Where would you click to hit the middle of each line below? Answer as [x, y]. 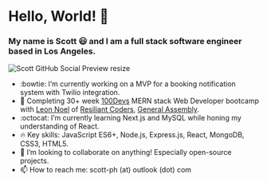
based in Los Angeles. [52, 51]
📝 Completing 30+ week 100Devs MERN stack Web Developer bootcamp [139, 101]
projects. [34, 161]
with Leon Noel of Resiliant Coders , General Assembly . [109, 109]
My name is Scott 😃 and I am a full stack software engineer [125, 42]
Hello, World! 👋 [59, 16]
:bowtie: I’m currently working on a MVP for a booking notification [128, 84]
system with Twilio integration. [70, 93]
